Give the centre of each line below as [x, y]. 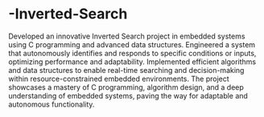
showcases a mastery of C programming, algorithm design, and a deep [126, 87]
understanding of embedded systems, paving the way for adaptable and [128, 95]
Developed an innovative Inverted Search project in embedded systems [127, 36]
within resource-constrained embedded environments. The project [119, 79]
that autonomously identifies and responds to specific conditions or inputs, [132, 53]
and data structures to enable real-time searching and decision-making [126, 70]
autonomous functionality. [52, 104]
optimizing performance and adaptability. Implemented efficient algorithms [132, 62]
